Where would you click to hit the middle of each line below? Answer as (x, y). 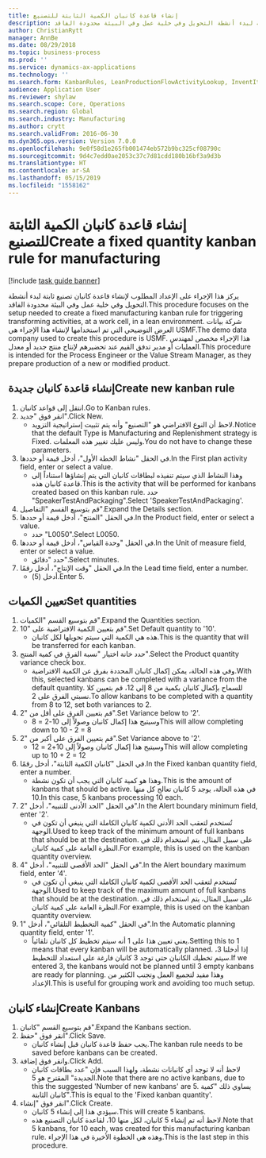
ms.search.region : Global (51, 112)
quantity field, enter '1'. (57, 932)
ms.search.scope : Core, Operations (67, 104)
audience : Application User (55, 89)
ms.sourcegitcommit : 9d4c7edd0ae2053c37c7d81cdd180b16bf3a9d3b (115, 156)
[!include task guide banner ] (54, 280)
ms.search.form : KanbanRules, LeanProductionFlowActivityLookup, (118, 82)
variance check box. (53, 662)
